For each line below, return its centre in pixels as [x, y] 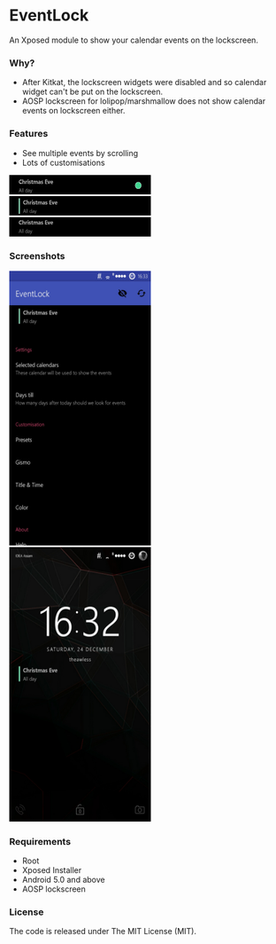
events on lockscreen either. [73, 111]
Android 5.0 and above [63, 880]
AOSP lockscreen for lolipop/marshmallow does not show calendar [144, 101]
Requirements [40, 841]
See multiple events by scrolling [80, 153]
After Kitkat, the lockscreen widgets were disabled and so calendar [144, 83]
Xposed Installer [52, 870]
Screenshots [37, 256]
